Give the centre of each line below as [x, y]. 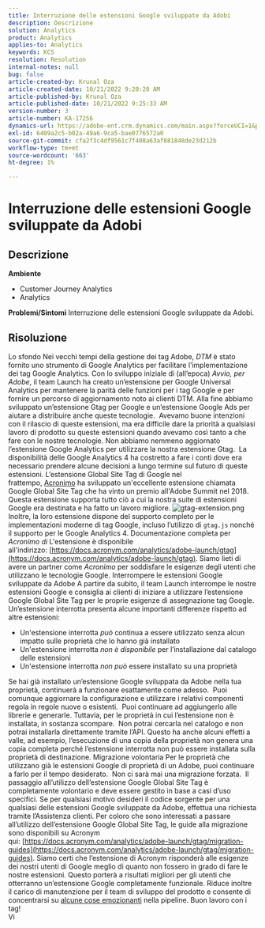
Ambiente [25, 274]
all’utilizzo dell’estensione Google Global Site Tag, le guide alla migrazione [128, 824]
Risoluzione [38, 337]
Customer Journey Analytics [66, 289]
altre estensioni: [34, 617]
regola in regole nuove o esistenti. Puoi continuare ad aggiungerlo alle [123, 706]
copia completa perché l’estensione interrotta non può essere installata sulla [132, 748]
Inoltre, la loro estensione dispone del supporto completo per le [111, 516]
